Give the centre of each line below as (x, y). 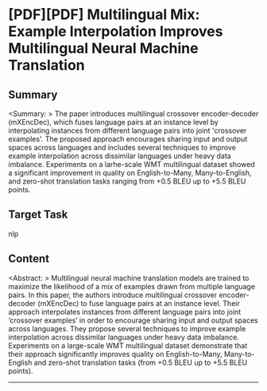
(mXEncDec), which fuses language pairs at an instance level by (113, 122)
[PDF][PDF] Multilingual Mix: (104, 15)
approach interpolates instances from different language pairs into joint (125, 312)
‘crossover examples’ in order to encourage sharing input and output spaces (133, 320)
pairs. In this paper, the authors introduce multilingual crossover (112, 295)
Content (29, 259)
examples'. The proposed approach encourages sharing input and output (128, 139)
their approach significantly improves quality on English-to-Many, (115, 354)
